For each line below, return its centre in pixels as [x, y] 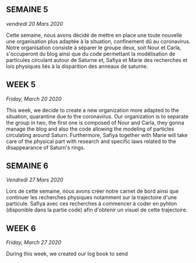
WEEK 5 [21, 85]
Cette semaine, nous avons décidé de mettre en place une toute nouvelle [94, 35]
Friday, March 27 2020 [34, 242]
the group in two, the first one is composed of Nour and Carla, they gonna [95, 122]
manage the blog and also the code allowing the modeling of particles [90, 129]
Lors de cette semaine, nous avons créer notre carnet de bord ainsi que [92, 191]
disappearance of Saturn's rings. [46, 147]
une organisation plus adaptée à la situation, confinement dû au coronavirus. [98, 41]
